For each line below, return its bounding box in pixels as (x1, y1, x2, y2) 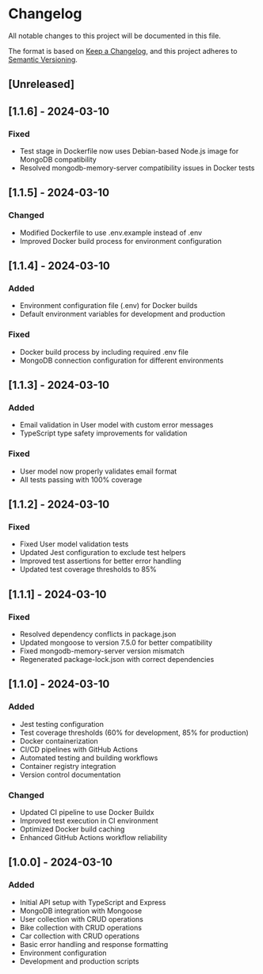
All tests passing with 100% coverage (19, 474, 143, 484)
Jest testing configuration (19, 719, 105, 729)
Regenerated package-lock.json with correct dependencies (19, 655, 215, 664)
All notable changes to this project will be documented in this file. (8, 31, 222, 40)
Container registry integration (19, 761, 116, 770)
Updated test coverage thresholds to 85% (19, 565, 157, 574)
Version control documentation (19, 770, 121, 779)
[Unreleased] (8, 78, 75, 91)
